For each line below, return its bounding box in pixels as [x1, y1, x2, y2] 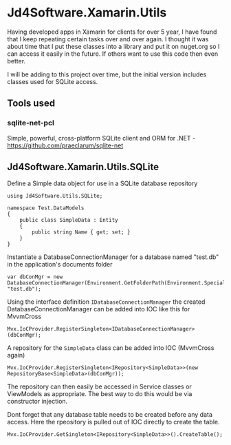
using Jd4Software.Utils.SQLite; [7, 193, 103, 200]
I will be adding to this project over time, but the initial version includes [7, 70, 207, 79]
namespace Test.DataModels [7, 205, 85, 211]
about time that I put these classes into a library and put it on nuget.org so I [7, 42, 220, 50]
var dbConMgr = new [7, 273, 63, 280]
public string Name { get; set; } [32, 229, 131, 236]
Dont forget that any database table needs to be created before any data [7, 411, 213, 419]
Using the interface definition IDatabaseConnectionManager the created [7, 298, 206, 306]
